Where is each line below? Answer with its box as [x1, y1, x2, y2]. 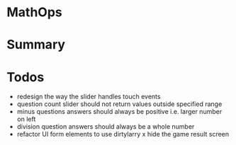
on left [16, 115, 36, 124]
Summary [6, 37, 65, 53]
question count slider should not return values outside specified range [16, 100, 223, 108]
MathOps [6, 4, 63, 21]
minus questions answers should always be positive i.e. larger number [16, 108, 223, 116]
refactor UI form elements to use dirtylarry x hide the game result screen [16, 130, 230, 139]
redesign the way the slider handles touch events [16, 93, 161, 101]
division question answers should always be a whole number [16, 122, 195, 131]
